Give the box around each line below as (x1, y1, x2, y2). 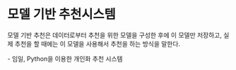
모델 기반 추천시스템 (7, 6, 117, 22)
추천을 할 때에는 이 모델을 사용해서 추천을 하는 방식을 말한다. (14, 39, 181, 48)
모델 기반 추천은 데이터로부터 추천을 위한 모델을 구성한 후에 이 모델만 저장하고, (7, 31, 223, 39)
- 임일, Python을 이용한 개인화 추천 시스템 (7, 54, 123, 63)
